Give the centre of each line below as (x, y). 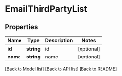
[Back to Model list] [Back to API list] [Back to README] (61, 69)
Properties (21, 27)
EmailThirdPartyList (46, 9)
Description (59, 41)
